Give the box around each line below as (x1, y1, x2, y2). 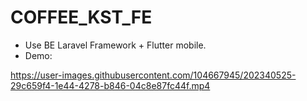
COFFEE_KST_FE (10, 6, 153, 29)
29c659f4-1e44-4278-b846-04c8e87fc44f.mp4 (10, 79, 211, 91)
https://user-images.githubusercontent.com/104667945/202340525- (10, 69, 297, 81)
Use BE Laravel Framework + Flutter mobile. (24, 39, 207, 51)
